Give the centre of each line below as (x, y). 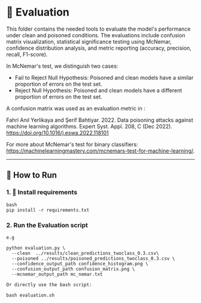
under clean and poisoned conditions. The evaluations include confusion (96, 35)
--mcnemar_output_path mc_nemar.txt (57, 274)
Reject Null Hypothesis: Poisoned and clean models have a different (98, 90)
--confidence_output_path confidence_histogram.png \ (80, 263)
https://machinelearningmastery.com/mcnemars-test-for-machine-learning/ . (100, 151)
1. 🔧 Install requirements (42, 193)
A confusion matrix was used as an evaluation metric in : (76, 108)
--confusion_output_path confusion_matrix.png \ (73, 269)
